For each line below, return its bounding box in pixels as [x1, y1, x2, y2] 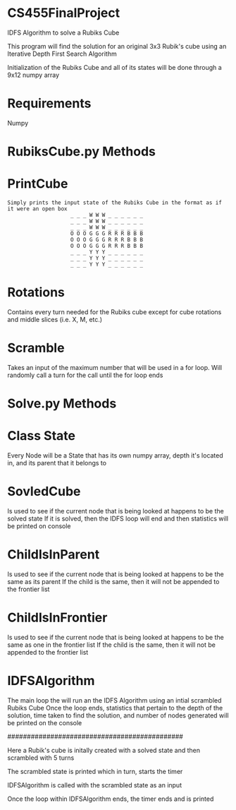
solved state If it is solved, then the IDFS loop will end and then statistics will [7, 514, 229, 523]
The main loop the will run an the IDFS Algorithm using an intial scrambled [7, 696, 222, 704]
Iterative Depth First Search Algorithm [7, 49, 118, 58]
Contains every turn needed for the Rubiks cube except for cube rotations [7, 307, 222, 316]
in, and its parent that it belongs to [7, 459, 107, 467]
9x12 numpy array [7, 71, 60, 79]
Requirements [7, 95, 92, 112]
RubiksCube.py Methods [7, 143, 156, 160]
